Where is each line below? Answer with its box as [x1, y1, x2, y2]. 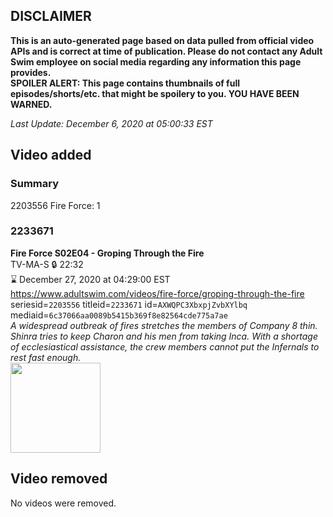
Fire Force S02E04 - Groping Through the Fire [10, 247, 205, 259]
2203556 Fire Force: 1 [10, 199, 101, 211]
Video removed [10, 470, 108, 488]
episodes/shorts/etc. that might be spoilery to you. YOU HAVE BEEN [10, 87, 300, 99]
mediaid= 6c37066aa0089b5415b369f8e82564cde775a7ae [10, 309, 228, 321]
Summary [10, 177, 60, 191]
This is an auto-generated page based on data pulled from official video [10, 34, 315, 46]
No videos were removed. [10, 497, 117, 509]
